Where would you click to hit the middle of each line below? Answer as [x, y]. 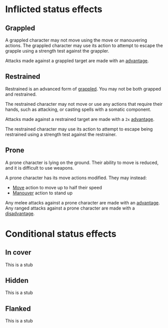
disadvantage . [20, 213]
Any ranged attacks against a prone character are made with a [70, 208]
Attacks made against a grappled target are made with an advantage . [77, 61]
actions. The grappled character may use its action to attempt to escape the [84, 46]
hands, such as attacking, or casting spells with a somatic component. [78, 109]
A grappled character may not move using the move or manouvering [76, 40]
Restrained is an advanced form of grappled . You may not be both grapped [83, 89]
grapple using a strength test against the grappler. [57, 51]
